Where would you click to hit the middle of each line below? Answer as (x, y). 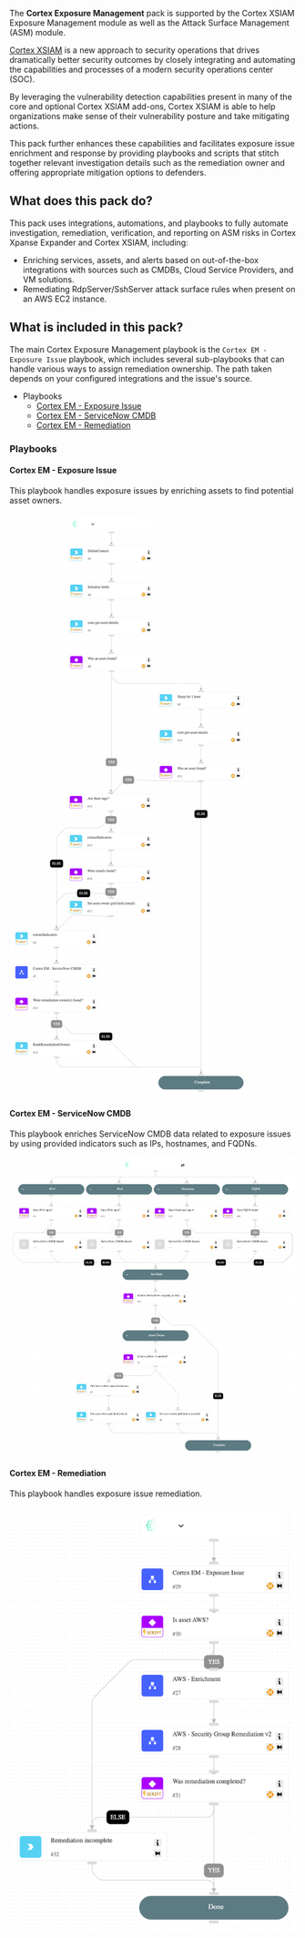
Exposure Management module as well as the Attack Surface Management (149, 23)
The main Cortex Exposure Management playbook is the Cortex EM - (138, 349)
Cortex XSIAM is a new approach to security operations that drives (135, 50)
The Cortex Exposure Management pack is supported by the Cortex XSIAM (152, 13)
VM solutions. (48, 279)
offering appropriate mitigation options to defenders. (108, 173)
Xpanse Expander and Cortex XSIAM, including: (99, 242)
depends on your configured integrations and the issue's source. (131, 378)
